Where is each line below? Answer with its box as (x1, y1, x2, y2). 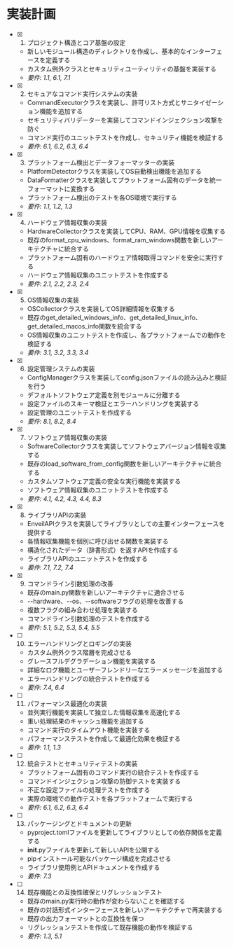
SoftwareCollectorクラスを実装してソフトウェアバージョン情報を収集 (27, 442, 227, 450)
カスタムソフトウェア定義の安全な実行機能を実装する (27, 477, 181, 485)
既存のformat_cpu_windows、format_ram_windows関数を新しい (27, 235, 212, 244)
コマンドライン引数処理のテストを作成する (27, 614, 151, 623)
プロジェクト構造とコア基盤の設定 (27, 38, 126, 46)
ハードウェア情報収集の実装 (27, 218, 108, 226)
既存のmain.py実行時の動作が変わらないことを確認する (27, 897, 186, 905)
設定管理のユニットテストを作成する (27, 408, 132, 417)
